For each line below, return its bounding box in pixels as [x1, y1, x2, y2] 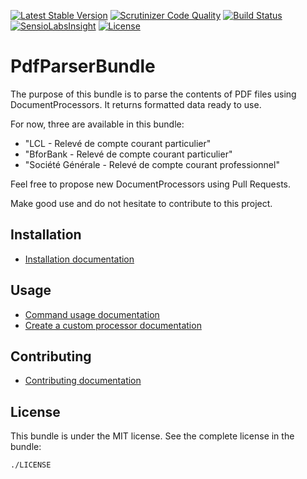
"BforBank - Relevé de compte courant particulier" [24, 148, 233, 160]
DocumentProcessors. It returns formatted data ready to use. [10, 98, 262, 110]
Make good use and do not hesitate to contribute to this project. [10, 197, 273, 209]
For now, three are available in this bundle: [10, 118, 185, 130]
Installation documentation [24, 253, 135, 265]
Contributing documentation [24, 375, 142, 387]
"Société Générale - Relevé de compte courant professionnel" [24, 158, 280, 170]
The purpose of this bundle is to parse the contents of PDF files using [10, 88, 297, 100]
